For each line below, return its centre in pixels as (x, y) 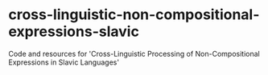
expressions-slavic (74, 32)
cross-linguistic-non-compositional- (134, 15)
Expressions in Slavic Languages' (64, 62)
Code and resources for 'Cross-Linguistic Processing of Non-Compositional (134, 53)
